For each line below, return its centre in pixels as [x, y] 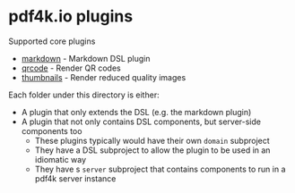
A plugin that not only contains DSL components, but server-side [141, 122]
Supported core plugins [52, 41]
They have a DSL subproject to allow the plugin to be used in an [152, 150]
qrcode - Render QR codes [71, 68]
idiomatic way [61, 159]
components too [52, 130]
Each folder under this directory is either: [84, 95]
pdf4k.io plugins [71, 17]
